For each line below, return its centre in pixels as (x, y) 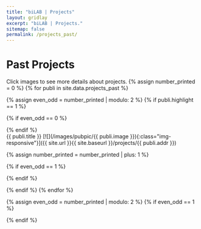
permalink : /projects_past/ (42, 35)
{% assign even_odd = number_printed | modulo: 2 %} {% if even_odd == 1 (100, 202)
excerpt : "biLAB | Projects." (45, 23)
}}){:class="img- (151, 136)
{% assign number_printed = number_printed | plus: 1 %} (78, 155)
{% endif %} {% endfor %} (40, 190)
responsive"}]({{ (27, 143)
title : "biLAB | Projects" (41, 12)
